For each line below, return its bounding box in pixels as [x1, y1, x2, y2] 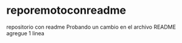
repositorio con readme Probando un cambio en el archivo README [6, 23, 177, 30]
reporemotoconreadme [6, 4, 127, 17]
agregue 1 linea [6, 29, 44, 36]
